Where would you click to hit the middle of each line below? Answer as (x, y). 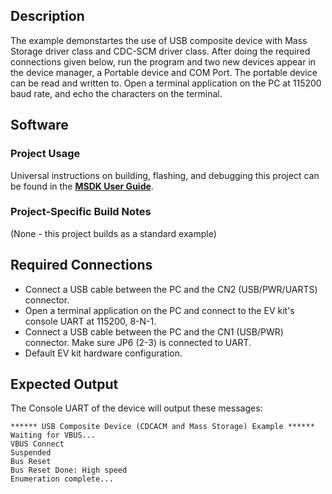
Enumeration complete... (62, 479)
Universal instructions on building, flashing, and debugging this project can (165, 175)
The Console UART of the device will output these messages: (136, 408)
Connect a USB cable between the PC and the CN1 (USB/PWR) (154, 331)
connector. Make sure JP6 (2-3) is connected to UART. (138, 342)
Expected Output (64, 384)
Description (47, 16)
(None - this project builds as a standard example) (113, 233)
